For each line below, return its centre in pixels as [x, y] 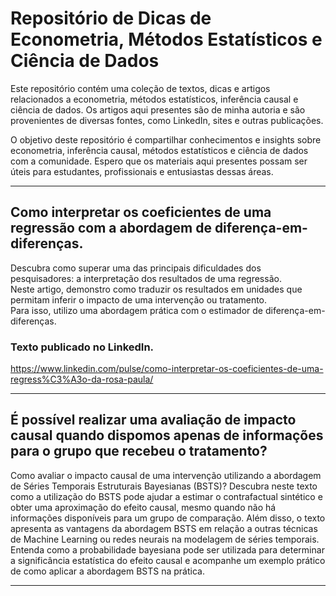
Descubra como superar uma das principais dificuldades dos [136, 268]
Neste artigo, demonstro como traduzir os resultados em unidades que [156, 289]
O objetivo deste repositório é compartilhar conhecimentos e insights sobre [166, 139]
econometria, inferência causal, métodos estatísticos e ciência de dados [159, 150]
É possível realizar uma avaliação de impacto [153, 420]
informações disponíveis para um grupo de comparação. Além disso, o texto [168, 518]
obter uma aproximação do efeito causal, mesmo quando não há [143, 507]
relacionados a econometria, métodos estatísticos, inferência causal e [154, 99]
